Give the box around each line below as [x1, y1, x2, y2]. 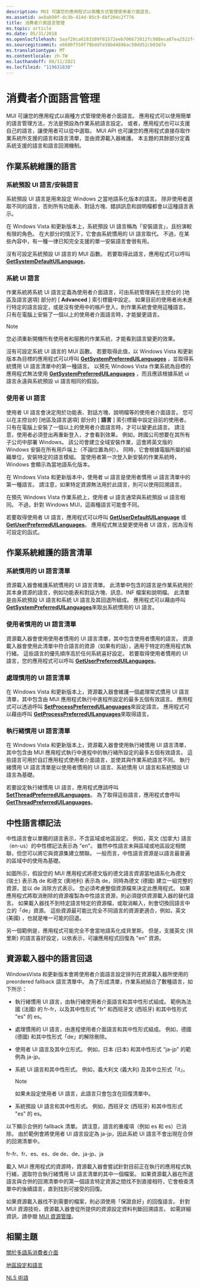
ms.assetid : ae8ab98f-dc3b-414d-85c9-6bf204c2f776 [6, 14, 135, 20]
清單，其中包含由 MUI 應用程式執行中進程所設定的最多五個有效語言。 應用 [6, 695, 187, 702]
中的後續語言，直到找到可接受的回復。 [11, 1185, 105, 1192]
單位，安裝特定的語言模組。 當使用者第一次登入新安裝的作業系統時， [11, 453, 180, 460]
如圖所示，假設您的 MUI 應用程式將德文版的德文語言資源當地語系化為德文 [6, 870, 186, 877]
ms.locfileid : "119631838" [6, 64, 73, 70]
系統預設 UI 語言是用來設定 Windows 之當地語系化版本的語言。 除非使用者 [6, 195, 187, 202]
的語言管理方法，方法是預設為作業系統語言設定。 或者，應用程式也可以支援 [6, 120, 190, 127]
